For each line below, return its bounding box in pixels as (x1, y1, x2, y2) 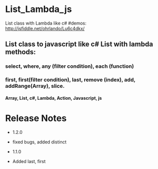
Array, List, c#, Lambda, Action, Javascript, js (5, 95, 102, 101)
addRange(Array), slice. (5, 83, 65, 90)
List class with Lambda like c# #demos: (5, 20, 87, 26)
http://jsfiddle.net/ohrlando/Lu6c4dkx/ (5, 25, 85, 31)
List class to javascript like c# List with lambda (5, 40, 153, 49)
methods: (5, 48, 36, 56)
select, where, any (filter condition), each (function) (5, 63, 134, 70)
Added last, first (12, 158, 46, 164)
